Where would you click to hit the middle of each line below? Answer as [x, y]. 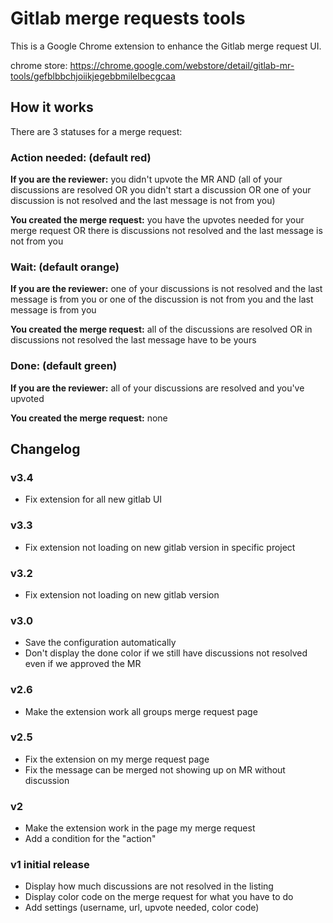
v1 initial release [50, 865]
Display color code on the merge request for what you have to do [159, 897]
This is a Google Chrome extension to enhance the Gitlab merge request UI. [166, 46]
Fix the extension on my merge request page [117, 759]
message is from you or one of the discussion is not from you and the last [162, 299]
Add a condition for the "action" [90, 839]
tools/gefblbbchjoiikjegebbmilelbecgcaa [93, 76]
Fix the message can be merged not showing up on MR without [155, 769]
